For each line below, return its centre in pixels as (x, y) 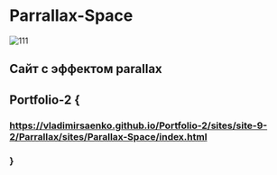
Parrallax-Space (71, 16)
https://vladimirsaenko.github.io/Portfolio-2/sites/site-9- (138, 125)
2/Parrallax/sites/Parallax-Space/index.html (108, 136)
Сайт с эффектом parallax (86, 69)
